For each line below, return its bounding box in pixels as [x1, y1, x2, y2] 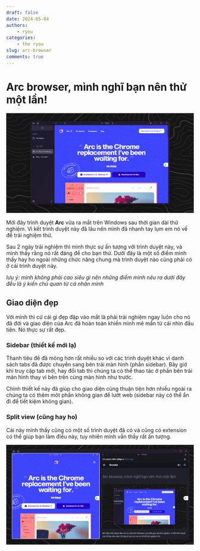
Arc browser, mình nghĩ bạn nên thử [6, 80, 187, 94]
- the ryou [17, 41, 44, 47]
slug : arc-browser [6, 48, 52, 54]
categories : [6, 35, 36, 41]
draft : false [6, 10, 39, 16]
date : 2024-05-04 [6, 16, 49, 22]
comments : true [6, 54, 44, 60]
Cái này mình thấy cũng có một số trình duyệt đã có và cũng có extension [6, 426, 187, 433]
